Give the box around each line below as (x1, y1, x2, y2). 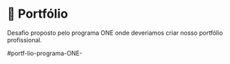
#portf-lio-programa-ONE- (7, 49, 82, 57)
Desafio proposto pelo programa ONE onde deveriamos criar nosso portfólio (7, 29, 223, 37)
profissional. (7, 35, 43, 44)
